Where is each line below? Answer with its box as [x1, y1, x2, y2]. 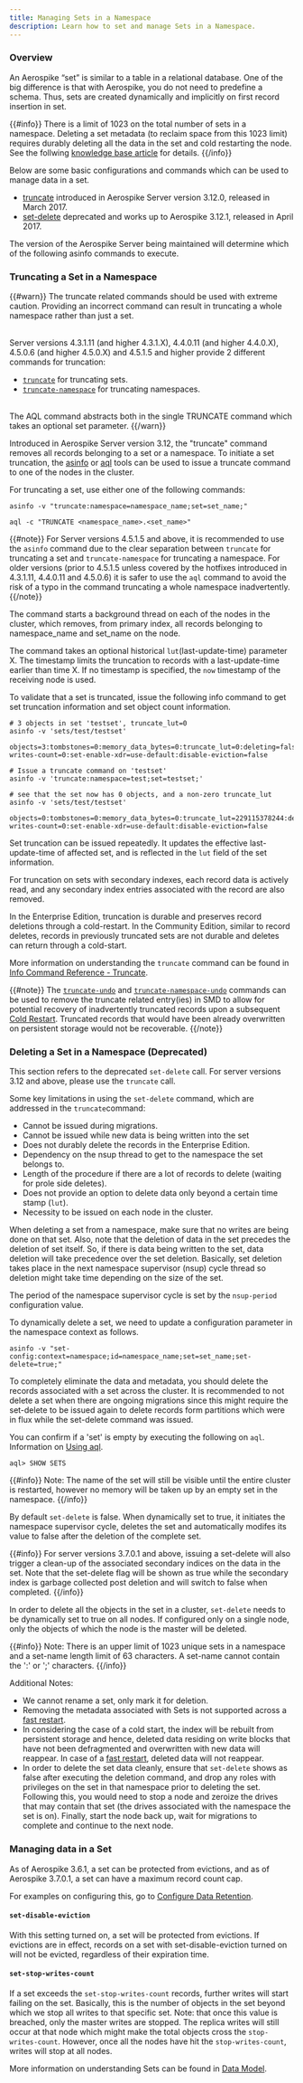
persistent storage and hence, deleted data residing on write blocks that [22, 1734, 290, 1745]
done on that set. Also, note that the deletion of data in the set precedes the [9, 1234, 291, 1245]
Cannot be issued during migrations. [22, 1121, 159, 1131]
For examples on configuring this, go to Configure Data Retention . [9, 1890, 254, 1901]
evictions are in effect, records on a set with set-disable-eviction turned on [9, 1939, 288, 1950]
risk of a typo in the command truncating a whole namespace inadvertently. [9, 582, 290, 592]
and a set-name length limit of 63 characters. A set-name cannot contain [9, 1651, 280, 1662]
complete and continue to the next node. [22, 1820, 174, 1832]
